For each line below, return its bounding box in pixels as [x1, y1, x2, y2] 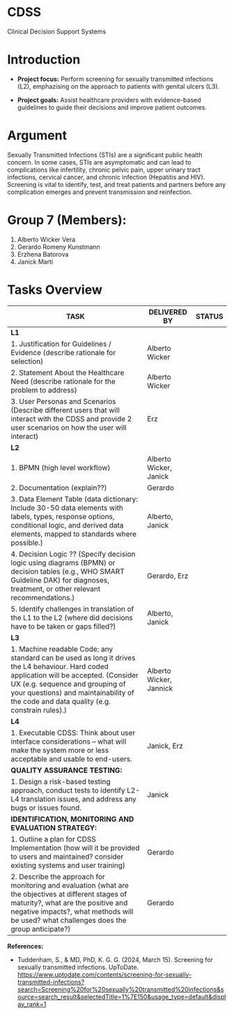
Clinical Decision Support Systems [7, 27, 107, 36]
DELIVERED [148, 307, 188, 317]
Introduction [7, 52, 81, 68]
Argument [7, 128, 68, 144]
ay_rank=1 [17, 1000, 47, 1008]
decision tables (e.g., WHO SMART [10, 566, 125, 576]
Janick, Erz [147, 741, 183, 751]
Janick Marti [17, 257, 54, 266]
